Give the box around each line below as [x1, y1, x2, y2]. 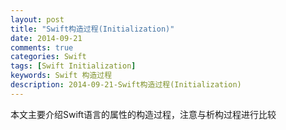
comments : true [10, 42, 74, 53]
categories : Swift [10, 52, 87, 62]
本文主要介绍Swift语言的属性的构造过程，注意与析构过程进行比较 [10, 108, 277, 120]
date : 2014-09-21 [10, 33, 83, 43]
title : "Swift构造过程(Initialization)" [10, 24, 175, 34]
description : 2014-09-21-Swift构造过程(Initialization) [10, 80, 242, 90]
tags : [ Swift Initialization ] [10, 61, 137, 71]
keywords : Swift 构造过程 [10, 71, 113, 81]
